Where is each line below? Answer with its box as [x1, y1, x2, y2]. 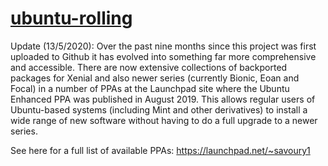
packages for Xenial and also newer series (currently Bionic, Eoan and [10, 72, 300, 84]
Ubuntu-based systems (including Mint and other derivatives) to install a [10, 103, 308, 116]
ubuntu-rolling [10, 7, 133, 30]
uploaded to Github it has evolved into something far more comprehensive [10, 50, 317, 62]
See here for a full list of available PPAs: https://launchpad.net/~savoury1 [10, 144, 311, 156]
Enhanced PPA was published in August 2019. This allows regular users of [10, 93, 316, 105]
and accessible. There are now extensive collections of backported [10, 61, 288, 73]
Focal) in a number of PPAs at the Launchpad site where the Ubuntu [10, 82, 290, 94]
